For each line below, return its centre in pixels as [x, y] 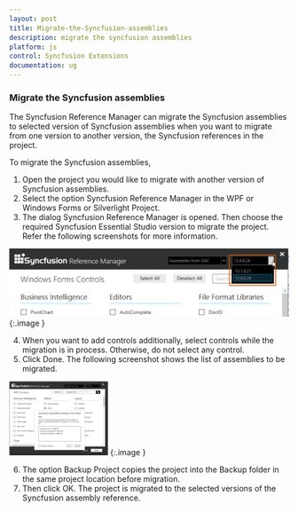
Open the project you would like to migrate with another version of [143, 180]
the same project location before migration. [101, 478]
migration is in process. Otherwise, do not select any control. [133, 350]
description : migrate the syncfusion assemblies [101, 37]
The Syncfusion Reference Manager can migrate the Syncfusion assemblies [148, 117]
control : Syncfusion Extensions [69, 56]
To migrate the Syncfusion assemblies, [80, 162]
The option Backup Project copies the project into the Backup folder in [150, 469]
